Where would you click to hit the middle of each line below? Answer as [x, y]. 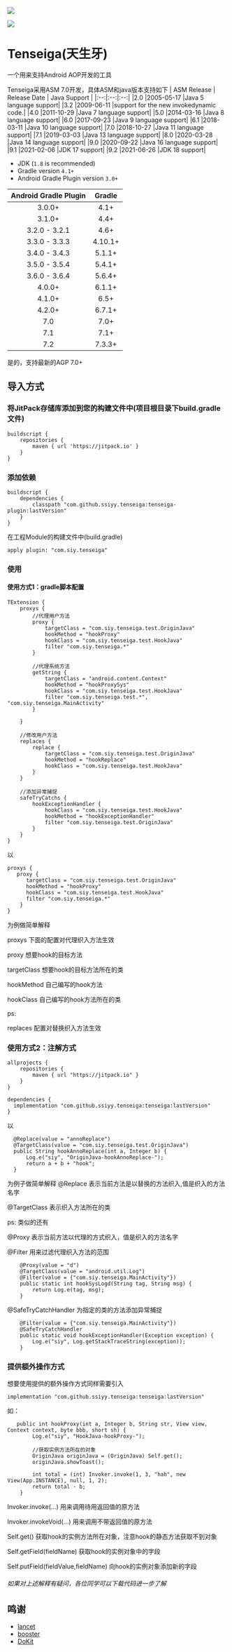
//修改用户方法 [39, 736]
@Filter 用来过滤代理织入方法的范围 [58, 1252]
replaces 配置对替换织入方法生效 [54, 1028]
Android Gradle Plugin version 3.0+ [68, 178]
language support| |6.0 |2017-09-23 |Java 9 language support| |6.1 [103, 120]
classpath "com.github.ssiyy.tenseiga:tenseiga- [104, 504]
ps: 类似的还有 [28, 1222]
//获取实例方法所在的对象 [64, 1450]
